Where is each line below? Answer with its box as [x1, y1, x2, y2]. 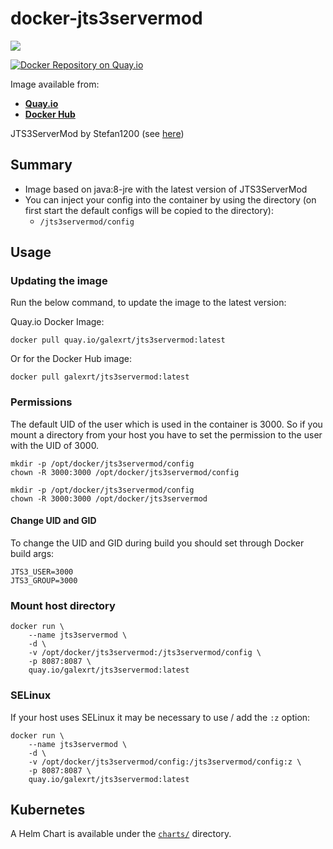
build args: [10, 547, 55, 559]
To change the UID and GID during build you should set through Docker [10, 537, 305, 549]
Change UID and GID [10, 515, 97, 527]
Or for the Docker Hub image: [10, 353, 132, 365]
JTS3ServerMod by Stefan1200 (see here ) [10, 127, 185, 139]
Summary [10, 157, 73, 174]
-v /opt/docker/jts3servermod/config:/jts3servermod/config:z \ [28, 757, 302, 767]
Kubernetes [10, 801, 86, 818]
